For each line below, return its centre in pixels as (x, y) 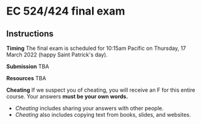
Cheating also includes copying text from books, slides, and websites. (103, 115)
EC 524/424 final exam (66, 11)
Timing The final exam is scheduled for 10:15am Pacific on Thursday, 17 (96, 48)
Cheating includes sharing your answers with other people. (89, 108)
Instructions (30, 34)
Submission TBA (28, 66)
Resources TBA (26, 78)
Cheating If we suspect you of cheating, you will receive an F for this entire (101, 90)
